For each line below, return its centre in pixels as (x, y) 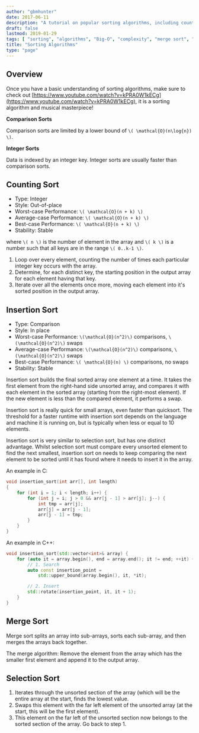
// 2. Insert (44, 587)
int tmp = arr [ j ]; (60, 504)
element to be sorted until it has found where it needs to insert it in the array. (99, 460)
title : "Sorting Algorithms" (42, 45)
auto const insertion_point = (65, 570)
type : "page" (22, 50)
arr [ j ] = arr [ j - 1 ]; (65, 509)
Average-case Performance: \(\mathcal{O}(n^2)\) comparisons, (94, 349)
